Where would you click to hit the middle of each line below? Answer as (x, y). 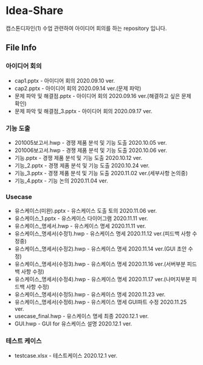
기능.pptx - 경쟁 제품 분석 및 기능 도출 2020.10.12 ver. (78, 158)
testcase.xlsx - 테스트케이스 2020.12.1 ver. (66, 355)
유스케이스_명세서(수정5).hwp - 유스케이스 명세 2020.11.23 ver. (90, 294)
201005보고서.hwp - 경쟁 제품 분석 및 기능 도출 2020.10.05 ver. (91, 142)
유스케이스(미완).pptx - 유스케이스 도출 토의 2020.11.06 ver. (86, 211)
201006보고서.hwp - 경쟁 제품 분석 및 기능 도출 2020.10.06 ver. (91, 150)
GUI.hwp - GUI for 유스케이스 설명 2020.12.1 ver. (73, 324)
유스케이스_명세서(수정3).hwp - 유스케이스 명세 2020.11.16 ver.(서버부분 (100, 264)
